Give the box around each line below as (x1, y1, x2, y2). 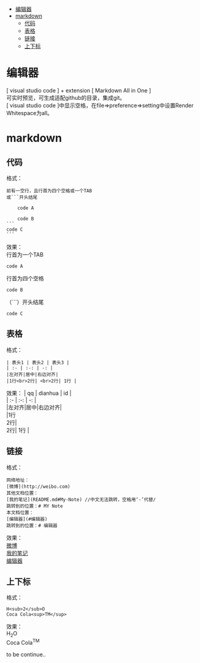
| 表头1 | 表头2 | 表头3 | (6, 359, 70, 365)
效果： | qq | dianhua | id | (6, 389, 72, 397)
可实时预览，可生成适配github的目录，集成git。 (6, 94, 125, 101)
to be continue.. (6, 651, 46, 658)
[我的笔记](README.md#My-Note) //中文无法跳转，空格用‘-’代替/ (6, 496, 156, 503)
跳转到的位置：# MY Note (6, 503, 63, 509)
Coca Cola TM (6, 638, 40, 646)
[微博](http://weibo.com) (6, 483, 70, 490)
